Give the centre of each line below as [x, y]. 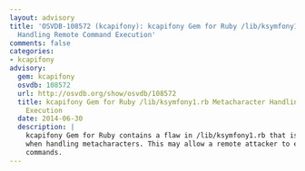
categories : [32, 52]
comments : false [40, 43]
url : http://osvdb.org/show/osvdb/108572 [97, 93]
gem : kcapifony [46, 77]
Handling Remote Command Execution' [87, 34]
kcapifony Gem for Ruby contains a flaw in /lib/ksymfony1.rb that [156, 136]
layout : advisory [42, 18]
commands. [44, 152]
